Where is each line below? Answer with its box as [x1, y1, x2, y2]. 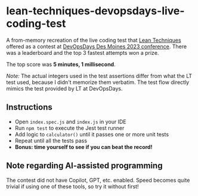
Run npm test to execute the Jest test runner [14, 124, 125, 132]
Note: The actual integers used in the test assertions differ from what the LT [6, 72, 193, 79]
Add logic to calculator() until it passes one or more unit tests [14, 130, 169, 138]
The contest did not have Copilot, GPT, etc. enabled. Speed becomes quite [6, 176, 190, 183]
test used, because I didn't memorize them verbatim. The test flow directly [6, 79, 190, 86]
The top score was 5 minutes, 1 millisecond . [6, 61, 116, 68]
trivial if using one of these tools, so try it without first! [6, 183, 139, 190]
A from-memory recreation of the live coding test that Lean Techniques [6, 36, 181, 43]
